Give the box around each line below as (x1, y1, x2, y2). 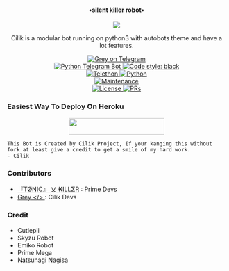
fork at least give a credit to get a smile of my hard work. (7, 146, 191, 153)
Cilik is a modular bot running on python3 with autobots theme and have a (10, 34, 223, 42)
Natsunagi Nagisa (17, 256, 69, 264)
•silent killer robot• (89, 6, 144, 14)
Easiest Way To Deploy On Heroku (7, 101, 124, 111)
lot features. (99, 42, 134, 50)
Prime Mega (17, 248, 53, 256)
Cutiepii (17, 226, 40, 234)
